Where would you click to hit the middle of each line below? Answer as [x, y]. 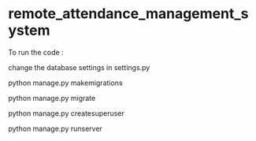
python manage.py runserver [55, 128]
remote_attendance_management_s [128, 14]
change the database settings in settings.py [79, 67]
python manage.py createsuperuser [66, 113]
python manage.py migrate [52, 98]
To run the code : [36, 52]
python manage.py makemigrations [66, 83]
